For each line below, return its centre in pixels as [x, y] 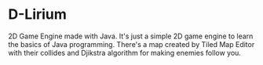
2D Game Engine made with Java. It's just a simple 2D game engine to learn [131, 36]
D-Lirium [37, 14]
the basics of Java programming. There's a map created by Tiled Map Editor [131, 44]
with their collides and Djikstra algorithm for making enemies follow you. [125, 52]
